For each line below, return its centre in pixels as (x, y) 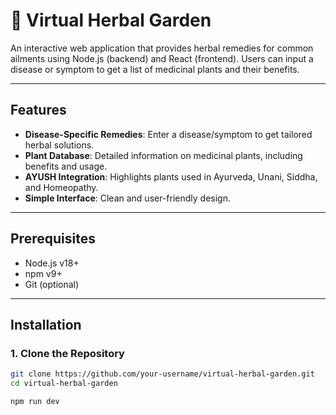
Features (38, 110)
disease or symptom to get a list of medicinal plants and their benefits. (155, 69)
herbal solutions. (59, 145)
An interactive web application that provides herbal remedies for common (162, 48)
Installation (46, 324)
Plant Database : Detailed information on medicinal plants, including (163, 155)
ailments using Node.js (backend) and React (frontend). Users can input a (162, 58)
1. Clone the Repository (67, 353)
